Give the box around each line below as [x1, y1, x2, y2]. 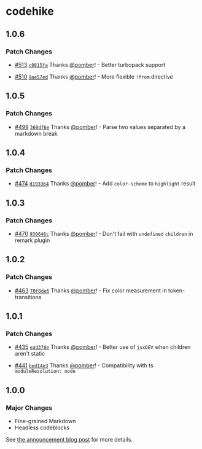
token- [168, 287, 185, 294]
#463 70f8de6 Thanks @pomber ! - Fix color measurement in [14, 287, 167, 294]
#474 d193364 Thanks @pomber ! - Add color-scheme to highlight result [14, 180, 196, 187]
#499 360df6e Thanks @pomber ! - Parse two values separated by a [14, 123, 185, 130]
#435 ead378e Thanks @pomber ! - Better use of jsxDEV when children [14, 343, 191, 351]
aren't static [14, 350, 45, 357]
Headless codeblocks [14, 424, 70, 431]
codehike [6, 4, 55, 18]
